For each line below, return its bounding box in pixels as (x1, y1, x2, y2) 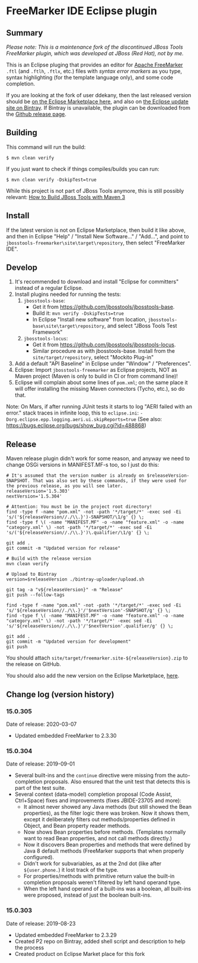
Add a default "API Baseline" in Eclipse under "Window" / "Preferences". (14, 360, 191, 367)
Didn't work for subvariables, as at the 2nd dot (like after (23, 860, 162, 867)
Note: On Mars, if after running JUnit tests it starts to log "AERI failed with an (6, 403, 193, 410)
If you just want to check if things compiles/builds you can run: (6, 165, 159, 173)
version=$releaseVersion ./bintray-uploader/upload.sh (6, 576, 145, 582)
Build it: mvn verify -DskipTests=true (32, 310, 124, 317)
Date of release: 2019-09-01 (6, 760, 75, 767)
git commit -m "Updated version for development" (6, 639, 132, 645)
